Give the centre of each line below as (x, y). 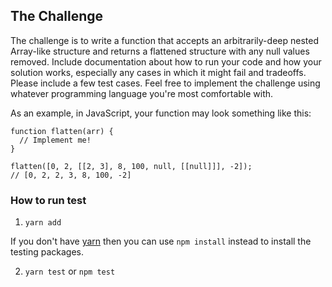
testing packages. (47, 252)
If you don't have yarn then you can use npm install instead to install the (161, 241)
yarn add (43, 223)
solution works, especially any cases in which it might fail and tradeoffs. (158, 72)
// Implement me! (55, 140)
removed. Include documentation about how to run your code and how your (166, 61)
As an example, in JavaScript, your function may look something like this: (161, 113)
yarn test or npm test (70, 271)
